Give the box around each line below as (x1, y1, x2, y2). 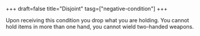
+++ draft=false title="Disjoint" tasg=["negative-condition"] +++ (5, 5, 168, 12)
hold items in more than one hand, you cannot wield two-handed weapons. (5, 23, 195, 30)
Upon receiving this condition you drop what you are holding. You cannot (5, 17, 190, 23)
